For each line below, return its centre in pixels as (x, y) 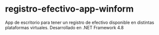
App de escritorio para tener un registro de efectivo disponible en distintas (80, 22)
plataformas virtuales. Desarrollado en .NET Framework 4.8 (64, 27)
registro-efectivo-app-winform (69, 9)
